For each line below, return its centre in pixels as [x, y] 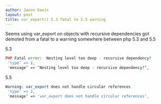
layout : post [19, 15]
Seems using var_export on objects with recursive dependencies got [77, 34]
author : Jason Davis [27, 10]
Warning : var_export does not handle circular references [68, 87]
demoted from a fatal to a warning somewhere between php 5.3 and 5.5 [81, 39]
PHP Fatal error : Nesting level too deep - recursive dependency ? [78, 58]
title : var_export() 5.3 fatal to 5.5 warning [56, 19]
